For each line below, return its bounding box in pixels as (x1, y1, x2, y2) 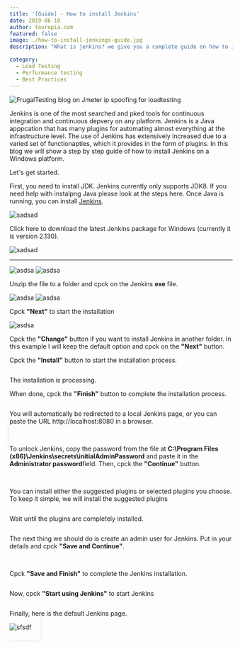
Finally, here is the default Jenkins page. (9, 609, 127, 617)
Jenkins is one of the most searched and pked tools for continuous (9, 109, 205, 118)
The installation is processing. (9, 376, 97, 384)
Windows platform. (9, 154, 64, 163)
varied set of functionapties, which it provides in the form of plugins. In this (9, 139, 229, 147)
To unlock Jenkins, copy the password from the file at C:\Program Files (9, 444, 219, 453)
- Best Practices (16, 76, 67, 83)
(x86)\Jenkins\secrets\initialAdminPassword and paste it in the (9, 451, 199, 461)
